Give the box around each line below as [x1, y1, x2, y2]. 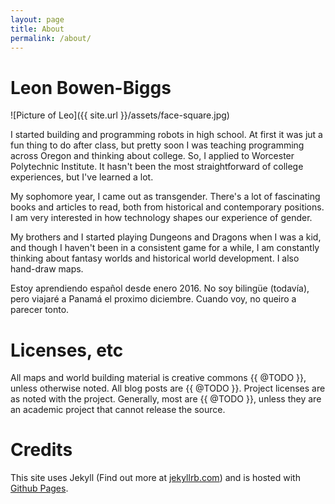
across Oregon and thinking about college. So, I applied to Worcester [10, 150, 295, 162]
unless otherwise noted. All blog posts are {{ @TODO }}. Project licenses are [10, 382, 326, 395]
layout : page [10, 14, 65, 25]
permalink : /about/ [10, 33, 92, 43]
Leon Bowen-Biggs [10, 76, 172, 99]
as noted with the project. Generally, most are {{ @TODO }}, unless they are [10, 393, 322, 405]
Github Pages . [10, 482, 69, 495]
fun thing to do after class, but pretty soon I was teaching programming [10, 139, 305, 151]
